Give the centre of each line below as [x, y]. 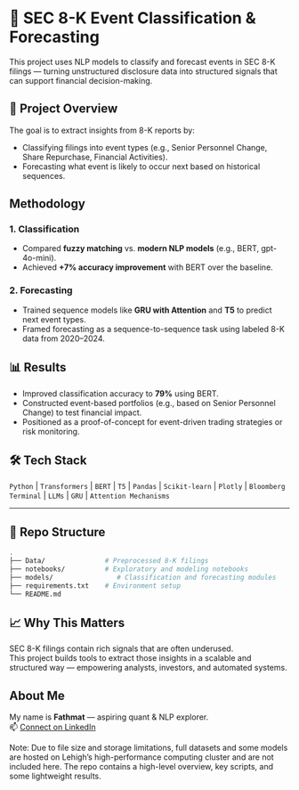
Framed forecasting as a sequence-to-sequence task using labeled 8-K [153, 329]
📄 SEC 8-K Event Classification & [133, 18]
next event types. [54, 319]
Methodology [48, 204]
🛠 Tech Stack [48, 460]
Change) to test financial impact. [82, 412]
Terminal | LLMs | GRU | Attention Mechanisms [90, 496]
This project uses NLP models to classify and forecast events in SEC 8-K [142, 61]
